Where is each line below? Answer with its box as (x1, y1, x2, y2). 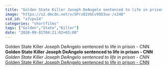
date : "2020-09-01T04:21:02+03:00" (5, 30, 79, 35)
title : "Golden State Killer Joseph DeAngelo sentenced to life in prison (5, 7, 164, 12)
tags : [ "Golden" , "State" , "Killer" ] (5, 26, 79, 31)
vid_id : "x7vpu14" (5, 16, 43, 21)
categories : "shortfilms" (5, 21, 59, 26)
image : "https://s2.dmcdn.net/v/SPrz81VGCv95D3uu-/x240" (5, 12, 126, 17)
